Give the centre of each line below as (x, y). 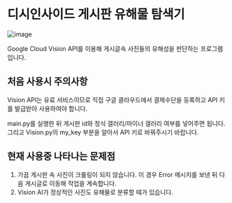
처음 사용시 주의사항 (48, 82)
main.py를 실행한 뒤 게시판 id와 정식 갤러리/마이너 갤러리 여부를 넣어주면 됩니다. (116, 123)
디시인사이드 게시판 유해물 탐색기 (96, 14)
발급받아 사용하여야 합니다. (51, 108)
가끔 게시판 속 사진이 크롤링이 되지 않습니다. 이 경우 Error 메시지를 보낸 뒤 (117, 174)
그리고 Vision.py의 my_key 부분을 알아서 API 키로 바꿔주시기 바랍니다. (103, 132)
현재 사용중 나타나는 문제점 (61, 156)
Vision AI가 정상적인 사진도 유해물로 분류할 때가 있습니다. (95, 192)
